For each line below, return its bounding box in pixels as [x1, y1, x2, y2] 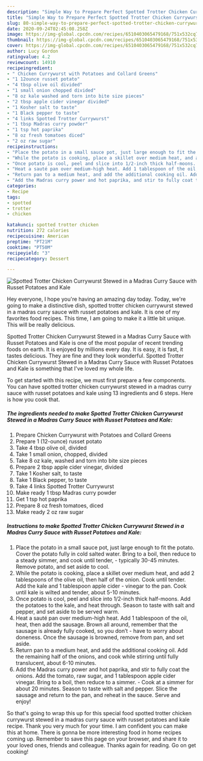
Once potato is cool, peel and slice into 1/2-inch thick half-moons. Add [15, 596, 191, 603]
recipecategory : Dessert [7, 255, 69, 262]
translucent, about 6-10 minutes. [15, 660, 97, 667]
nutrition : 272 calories [7, 228, 69, 234]
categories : [7, 183, 37, 189]
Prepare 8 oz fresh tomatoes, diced [15, 502, 104, 509]
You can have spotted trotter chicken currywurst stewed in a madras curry [7, 383, 192, 390]
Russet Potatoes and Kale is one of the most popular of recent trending [7, 339, 183, 347]
